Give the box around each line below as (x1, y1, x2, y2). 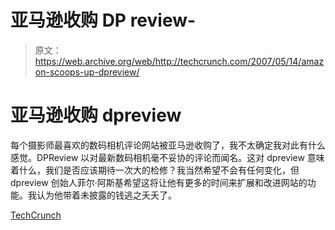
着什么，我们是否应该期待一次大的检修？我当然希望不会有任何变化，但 (10, 164, 300, 176)
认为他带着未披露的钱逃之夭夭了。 (36, 189, 177, 201)
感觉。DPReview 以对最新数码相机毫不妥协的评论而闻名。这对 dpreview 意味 (10, 151, 325, 163)
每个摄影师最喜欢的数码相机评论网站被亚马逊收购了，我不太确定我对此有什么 (10, 139, 326, 151)
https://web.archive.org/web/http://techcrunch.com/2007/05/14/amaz (34, 55, 325, 67)
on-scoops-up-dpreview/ (34, 66, 140, 78)
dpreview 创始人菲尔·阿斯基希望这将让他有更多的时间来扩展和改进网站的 (10, 176, 308, 188)
